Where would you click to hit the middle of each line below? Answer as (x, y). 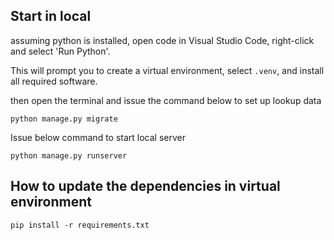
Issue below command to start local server (98, 137)
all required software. (54, 81)
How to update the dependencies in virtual (145, 186)
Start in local (51, 16)
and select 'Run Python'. (60, 51)
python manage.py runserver (69, 155)
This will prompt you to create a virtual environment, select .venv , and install (167, 70)
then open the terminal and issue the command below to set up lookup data (166, 100)
